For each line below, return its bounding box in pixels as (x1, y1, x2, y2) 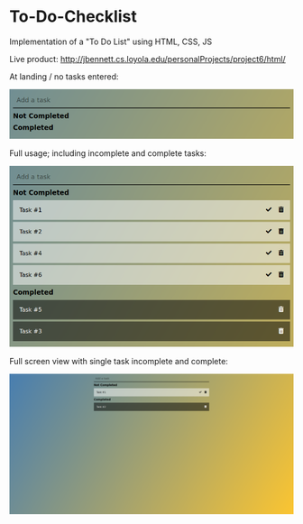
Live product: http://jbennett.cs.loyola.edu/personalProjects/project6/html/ (9, 53, 286, 64)
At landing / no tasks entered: (9, 70, 119, 82)
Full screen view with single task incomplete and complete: (9, 356, 228, 367)
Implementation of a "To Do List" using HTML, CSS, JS (9, 36, 213, 47)
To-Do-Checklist (9, 6, 137, 27)
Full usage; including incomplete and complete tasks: (9, 148, 207, 159)
